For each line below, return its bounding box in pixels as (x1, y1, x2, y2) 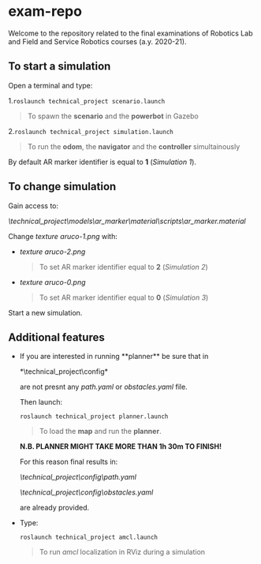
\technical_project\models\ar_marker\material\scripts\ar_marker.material (8, 216, 246, 226)
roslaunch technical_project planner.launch (19, 413, 169, 420)
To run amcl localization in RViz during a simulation (39, 547, 206, 557)
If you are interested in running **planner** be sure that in (19, 352, 209, 361)
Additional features (8, 331, 105, 344)
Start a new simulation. (8, 308, 83, 317)
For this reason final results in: (19, 457, 118, 467)
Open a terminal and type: (8, 80, 93, 90)
